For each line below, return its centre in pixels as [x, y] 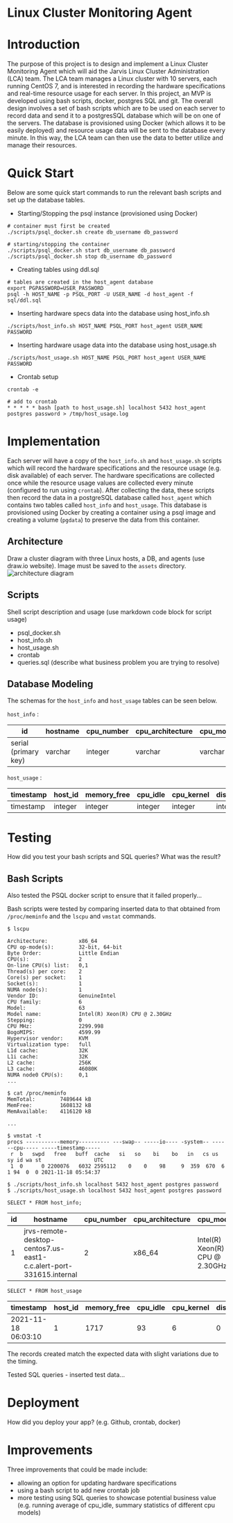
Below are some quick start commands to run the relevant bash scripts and [114, 193]
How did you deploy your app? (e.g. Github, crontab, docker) [94, 1422]
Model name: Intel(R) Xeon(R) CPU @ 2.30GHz [89, 1014]
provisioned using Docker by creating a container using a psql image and [112, 512]
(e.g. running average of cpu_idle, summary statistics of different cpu [116, 1505]
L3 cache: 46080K [52, 1069]
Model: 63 [46, 1008]
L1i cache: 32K [48, 1057]
